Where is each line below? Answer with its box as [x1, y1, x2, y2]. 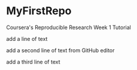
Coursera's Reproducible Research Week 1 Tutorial [6, 24, 132, 31]
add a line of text [6, 35, 48, 42]
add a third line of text [6, 58, 60, 65]
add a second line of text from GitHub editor [6, 46, 115, 54]
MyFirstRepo [6, 4, 72, 18]
